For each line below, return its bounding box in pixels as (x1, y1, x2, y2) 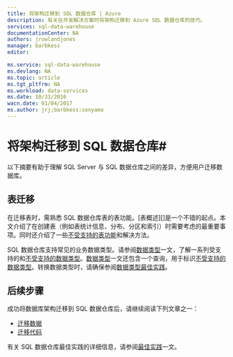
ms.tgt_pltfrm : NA (7, 80, 60, 87)
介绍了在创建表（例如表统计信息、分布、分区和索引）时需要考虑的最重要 (12, 222, 220, 230)
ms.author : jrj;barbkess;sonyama (7, 107, 104, 114)
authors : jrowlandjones (7, 36, 76, 43)
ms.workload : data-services (7, 87, 89, 94)
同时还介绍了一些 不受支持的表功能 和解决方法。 (19, 230, 153, 239)
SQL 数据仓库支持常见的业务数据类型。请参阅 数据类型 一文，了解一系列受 (7, 245, 216, 254)
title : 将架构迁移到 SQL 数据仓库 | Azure (7, 10, 121, 17)
